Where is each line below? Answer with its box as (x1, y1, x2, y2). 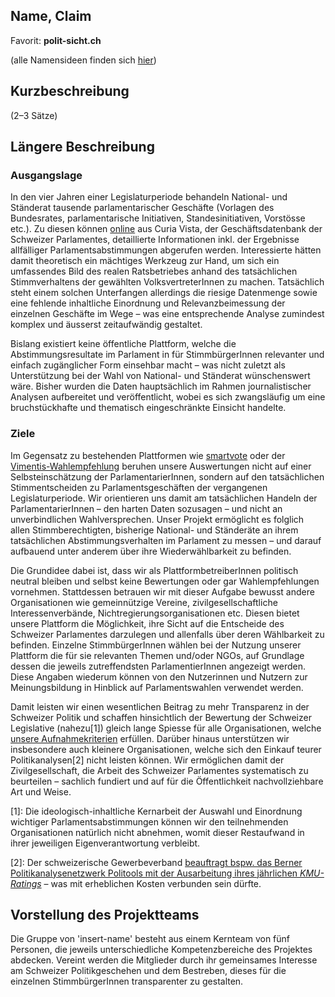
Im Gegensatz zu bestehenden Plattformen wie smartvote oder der (10, 449, 286, 461)
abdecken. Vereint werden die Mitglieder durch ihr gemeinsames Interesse (10, 954, 318, 966)
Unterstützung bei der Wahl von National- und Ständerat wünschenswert (10, 370, 311, 382)
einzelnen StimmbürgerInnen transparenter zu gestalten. (10, 975, 244, 988)
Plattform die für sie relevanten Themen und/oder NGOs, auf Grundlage (10, 649, 305, 661)
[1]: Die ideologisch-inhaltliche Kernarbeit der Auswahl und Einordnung (10, 805, 303, 817)
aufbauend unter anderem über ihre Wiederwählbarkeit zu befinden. (10, 545, 292, 557)
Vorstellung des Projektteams (10, 907, 200, 923)
